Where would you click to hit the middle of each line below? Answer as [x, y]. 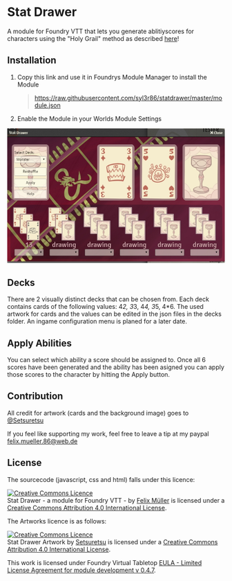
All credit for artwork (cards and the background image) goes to [98, 413]
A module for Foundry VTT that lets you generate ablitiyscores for [101, 31]
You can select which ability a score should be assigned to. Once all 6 [106, 360]
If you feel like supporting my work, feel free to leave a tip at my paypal [108, 433]
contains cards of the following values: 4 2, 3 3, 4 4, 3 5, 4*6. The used [105, 307]
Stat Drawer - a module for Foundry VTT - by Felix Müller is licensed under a [116, 500]
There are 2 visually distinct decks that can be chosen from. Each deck [108, 299]
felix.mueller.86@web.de [42, 441]
